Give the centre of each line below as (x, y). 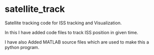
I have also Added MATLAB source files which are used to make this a (77, 42)
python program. (22, 47)
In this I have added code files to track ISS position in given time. (71, 32)
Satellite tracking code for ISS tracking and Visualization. (63, 23)
